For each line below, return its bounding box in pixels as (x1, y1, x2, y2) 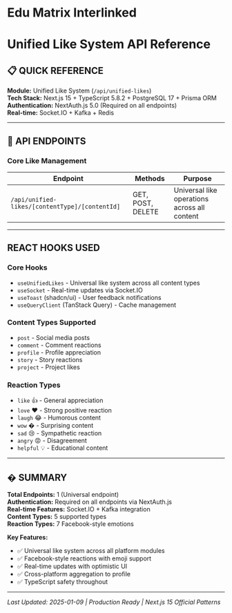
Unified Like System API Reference (7, 37, 211, 53)
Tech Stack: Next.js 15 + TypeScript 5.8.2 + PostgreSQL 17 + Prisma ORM (7, 94, 217, 102)
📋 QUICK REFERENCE (7, 64, 104, 77)
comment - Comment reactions (17, 341, 101, 349)
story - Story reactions (17, 355, 83, 364)
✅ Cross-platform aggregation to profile (17, 569, 131, 578)
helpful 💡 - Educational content (17, 444, 108, 452)
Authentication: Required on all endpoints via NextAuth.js (7, 498, 173, 506)
